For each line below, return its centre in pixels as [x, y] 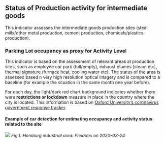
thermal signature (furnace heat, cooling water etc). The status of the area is [83, 72]
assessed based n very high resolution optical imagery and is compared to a [82, 77]
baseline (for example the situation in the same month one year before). [78, 83]
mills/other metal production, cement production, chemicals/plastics [74, 33]
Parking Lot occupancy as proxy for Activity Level [66, 51]
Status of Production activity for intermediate [76, 8]
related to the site [23, 124]
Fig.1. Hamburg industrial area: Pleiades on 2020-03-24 [68, 136]
